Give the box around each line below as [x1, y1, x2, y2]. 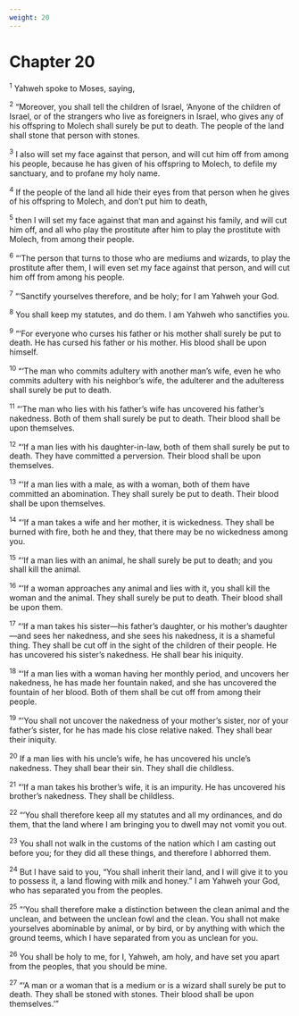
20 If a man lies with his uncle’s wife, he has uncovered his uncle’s [9, 752, 252, 764]
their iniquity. [9, 735, 58, 745]
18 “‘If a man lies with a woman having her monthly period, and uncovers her [9, 667, 289, 679]
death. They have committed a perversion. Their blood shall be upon [9, 450, 262, 461]
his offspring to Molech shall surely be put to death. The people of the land [9, 120, 284, 130]
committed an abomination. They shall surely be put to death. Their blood [9, 489, 279, 500]
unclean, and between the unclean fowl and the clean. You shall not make [9, 913, 280, 924]
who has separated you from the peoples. [9, 886, 163, 896]
